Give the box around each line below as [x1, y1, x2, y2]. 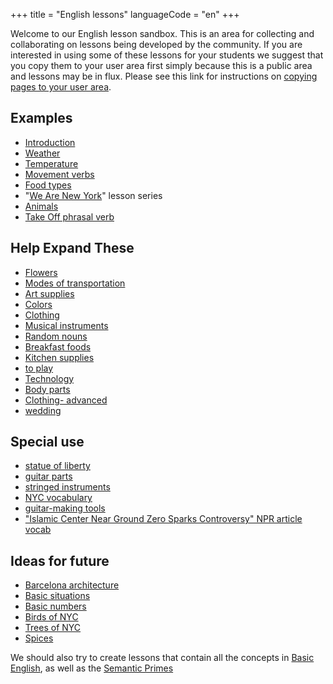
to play [24, 362, 54, 374]
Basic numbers [24, 600, 87, 613]
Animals [24, 200, 59, 212]
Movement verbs [24, 168, 95, 180]
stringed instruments [24, 481, 111, 493]
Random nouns [24, 330, 88, 342]
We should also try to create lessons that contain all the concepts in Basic [10, 652, 315, 664]
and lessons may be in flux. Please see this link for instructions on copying [10, 70, 318, 82]
